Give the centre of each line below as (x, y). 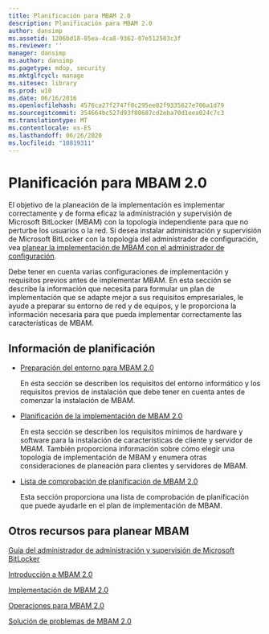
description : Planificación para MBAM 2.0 (80, 23)
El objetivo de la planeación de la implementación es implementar (116, 205)
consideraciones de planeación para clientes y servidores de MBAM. (134, 466)
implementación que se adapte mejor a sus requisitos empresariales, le (126, 298)
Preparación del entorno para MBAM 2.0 (87, 368)
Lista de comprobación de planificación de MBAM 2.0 (109, 482)
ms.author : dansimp (41, 61)
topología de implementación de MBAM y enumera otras (113, 457)
